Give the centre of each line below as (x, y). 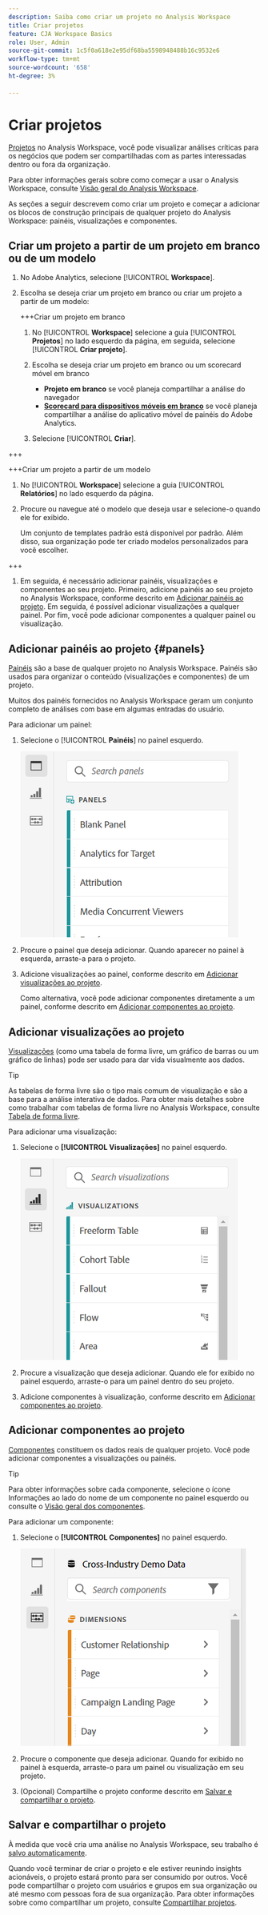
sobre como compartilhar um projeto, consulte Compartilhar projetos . (123, 1902)
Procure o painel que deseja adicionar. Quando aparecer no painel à (132, 950)
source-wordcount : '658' (50, 68)
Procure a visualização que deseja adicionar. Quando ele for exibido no (137, 1373)
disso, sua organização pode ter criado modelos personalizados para (134, 542)
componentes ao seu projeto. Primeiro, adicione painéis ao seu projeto (136, 590)
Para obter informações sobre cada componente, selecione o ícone (119, 1489)
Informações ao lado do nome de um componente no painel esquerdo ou (129, 1497)
